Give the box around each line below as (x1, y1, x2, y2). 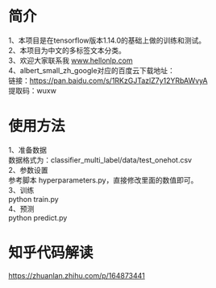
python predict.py (8, 212, 68, 222)
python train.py (8, 194, 59, 204)
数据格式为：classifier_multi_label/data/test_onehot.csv (8, 154, 192, 165)
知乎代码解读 (8, 244, 94, 262)
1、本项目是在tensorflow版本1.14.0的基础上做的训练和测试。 (8, 35, 206, 45)
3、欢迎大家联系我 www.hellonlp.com (8, 56, 133, 65)
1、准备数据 (8, 145, 47, 154)
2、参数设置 (8, 165, 48, 175)
